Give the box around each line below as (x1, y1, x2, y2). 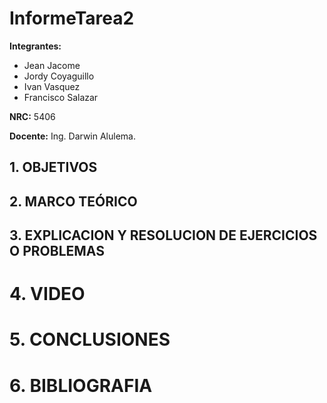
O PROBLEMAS (9, 243, 105, 260)
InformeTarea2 (9, 7, 135, 30)
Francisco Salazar (23, 91, 99, 103)
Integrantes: (9, 40, 62, 52)
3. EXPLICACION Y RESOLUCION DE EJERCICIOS (9, 227, 318, 244)
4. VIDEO (9, 283, 86, 306)
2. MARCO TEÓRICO (9, 193, 138, 210)
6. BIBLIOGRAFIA (9, 374, 153, 397)
